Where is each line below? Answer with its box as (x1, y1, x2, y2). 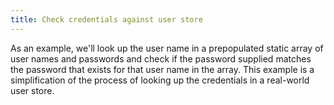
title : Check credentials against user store (10, 14, 203, 25)
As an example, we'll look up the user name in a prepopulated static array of (10, 42, 324, 54)
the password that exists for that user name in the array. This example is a (10, 63, 315, 75)
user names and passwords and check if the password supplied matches (10, 52, 312, 65)
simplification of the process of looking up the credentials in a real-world (10, 74, 310, 86)
